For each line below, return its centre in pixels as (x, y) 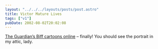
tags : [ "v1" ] (18, 18)
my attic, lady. (19, 42)
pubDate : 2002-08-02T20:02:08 (36, 23)
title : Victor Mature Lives (34, 14)
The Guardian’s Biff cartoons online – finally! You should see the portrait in (79, 37)
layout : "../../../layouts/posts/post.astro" (52, 9)
